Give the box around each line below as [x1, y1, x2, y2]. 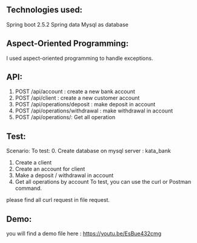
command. [15, 184, 42, 192]
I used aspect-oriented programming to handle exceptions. [6, 54, 153, 62]
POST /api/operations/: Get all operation [15, 114, 116, 121]
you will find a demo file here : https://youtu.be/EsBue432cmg [6, 230, 162, 238]
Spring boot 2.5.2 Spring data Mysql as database [6, 21, 129, 28]
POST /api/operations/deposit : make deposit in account [15, 101, 156, 108]
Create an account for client [15, 166, 85, 173]
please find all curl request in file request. [6, 196, 110, 204]
